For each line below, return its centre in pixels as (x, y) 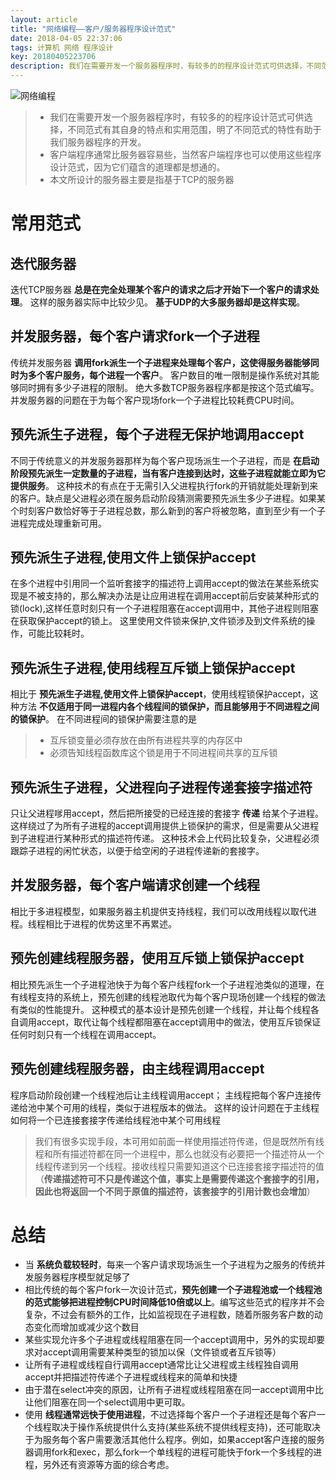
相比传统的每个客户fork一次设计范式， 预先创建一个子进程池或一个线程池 (173, 1290)
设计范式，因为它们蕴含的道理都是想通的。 (137, 167)
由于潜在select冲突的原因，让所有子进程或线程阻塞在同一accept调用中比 (174, 1390)
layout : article (44, 19)
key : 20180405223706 (53, 57)
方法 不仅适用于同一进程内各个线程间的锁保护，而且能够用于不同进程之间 (169, 707)
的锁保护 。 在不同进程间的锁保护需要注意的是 (103, 719)
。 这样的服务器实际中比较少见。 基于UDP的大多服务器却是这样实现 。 (162, 302)
